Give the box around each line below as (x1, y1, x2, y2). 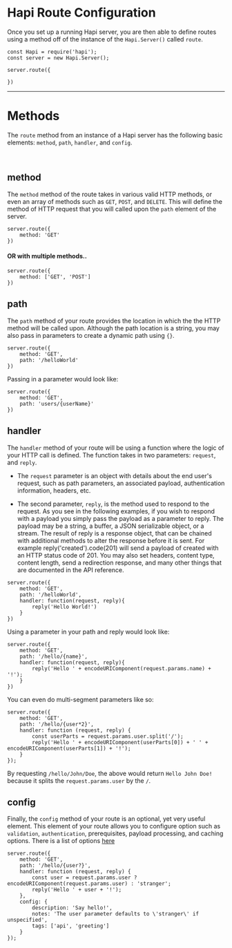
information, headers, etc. (17, 486, 91, 495)
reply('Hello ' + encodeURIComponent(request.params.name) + (32, 665, 212, 672)
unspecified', (7, 917, 48, 924)
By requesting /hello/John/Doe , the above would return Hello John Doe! (7, 769, 213, 777)
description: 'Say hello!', (32, 904, 113, 911)
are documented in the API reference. (17, 565, 124, 574)
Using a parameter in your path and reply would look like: (7, 627, 170, 636)
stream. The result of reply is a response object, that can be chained (17, 529, 212, 537)
